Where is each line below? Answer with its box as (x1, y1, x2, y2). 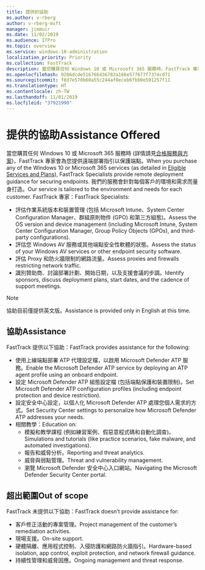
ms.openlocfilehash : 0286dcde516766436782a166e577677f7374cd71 (6, 71, 171, 78)
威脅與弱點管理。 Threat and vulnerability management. (24, 456, 164, 464)
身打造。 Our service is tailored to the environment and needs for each (6, 185, 182, 192)
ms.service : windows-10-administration (6, 49, 108, 55)
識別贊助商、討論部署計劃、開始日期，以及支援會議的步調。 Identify (15, 269, 184, 276)
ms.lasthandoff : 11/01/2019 (6, 94, 78, 100)
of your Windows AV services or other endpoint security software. (15, 247, 182, 255)
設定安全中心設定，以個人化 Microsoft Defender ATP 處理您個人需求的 (15, 399, 192, 406)
